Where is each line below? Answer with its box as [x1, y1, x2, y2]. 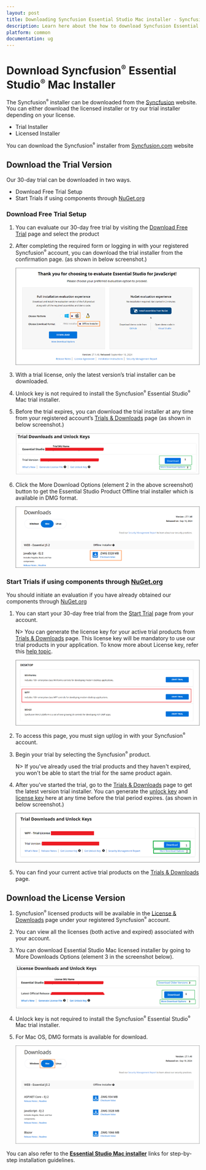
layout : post [6, 10, 40, 16]
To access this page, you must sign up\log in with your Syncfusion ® [15, 732, 186, 739]
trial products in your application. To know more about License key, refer [15, 641, 199, 649]
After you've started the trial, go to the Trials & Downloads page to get [15, 781, 193, 788]
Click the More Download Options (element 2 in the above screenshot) [15, 481, 193, 489]
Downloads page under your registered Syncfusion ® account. [15, 916, 170, 923]
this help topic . [15, 648, 53, 655]
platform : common [6, 29, 51, 36]
